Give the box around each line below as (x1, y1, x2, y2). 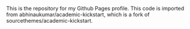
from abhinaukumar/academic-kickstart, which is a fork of (6, 11, 150, 18)
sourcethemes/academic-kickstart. (6, 17, 93, 24)
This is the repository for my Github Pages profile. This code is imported (6, 5, 185, 12)
